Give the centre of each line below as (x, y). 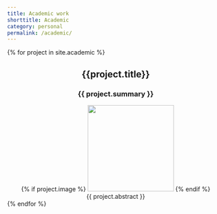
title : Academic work (38, 13)
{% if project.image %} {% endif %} (116, 189)
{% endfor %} (27, 204)
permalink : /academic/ (40, 33)
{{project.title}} (116, 74)
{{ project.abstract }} (116, 196)
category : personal (35, 26)
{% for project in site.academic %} (56, 52)
